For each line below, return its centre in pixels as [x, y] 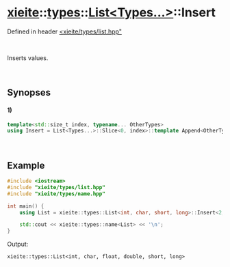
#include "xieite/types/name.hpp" [56, 194]
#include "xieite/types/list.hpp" [56, 187]
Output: [18, 244]
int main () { [26, 206]
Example [26, 165]
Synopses [29, 93]
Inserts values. [28, 58]
